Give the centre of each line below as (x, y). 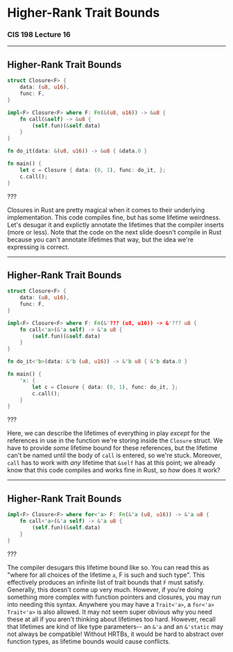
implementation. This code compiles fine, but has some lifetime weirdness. (114, 217)
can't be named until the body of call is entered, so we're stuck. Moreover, (115, 455)
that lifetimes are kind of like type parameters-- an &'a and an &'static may (115, 626)
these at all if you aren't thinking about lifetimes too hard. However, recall (112, 619)
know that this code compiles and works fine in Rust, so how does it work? (114, 470)
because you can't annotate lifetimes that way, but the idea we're (101, 239)
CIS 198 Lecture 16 (39, 35)
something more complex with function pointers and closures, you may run (114, 597)
